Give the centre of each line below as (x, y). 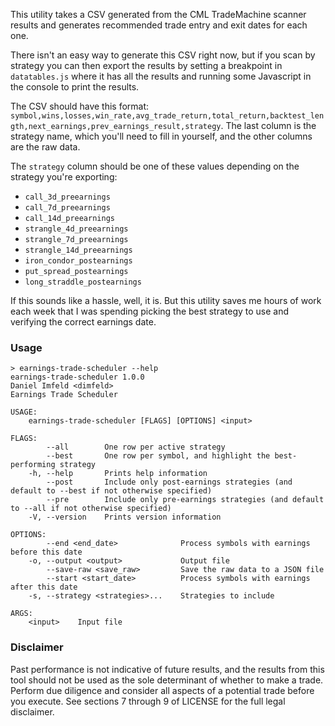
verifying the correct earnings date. (83, 322)
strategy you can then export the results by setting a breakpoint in (146, 65)
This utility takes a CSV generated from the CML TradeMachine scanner (158, 14)
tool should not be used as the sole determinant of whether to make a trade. (167, 680)
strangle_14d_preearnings (78, 250)
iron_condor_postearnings (78, 261)
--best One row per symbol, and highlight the (158, 456)
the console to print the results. (75, 87)
